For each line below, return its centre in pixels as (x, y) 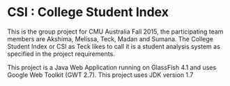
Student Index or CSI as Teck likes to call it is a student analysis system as (114, 46)
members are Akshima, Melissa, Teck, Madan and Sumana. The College (110, 38)
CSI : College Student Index (88, 12)
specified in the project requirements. (61, 54)
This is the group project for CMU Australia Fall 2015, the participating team (115, 31)
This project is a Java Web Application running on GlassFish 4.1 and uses (112, 67)
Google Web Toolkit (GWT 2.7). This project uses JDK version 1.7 (100, 75)
